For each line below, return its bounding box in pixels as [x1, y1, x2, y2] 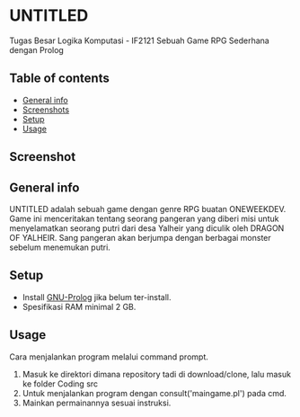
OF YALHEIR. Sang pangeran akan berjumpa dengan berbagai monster [9, 232, 271, 243]
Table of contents [9, 71, 110, 86]
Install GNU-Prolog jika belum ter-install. [22, 291, 172, 302]
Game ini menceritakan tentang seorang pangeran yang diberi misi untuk [9, 213, 279, 224]
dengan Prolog [9, 44, 65, 55]
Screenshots [22, 104, 70, 115]
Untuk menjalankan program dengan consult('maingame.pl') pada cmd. [22, 387, 287, 398]
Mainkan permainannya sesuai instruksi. [22, 397, 172, 408]
